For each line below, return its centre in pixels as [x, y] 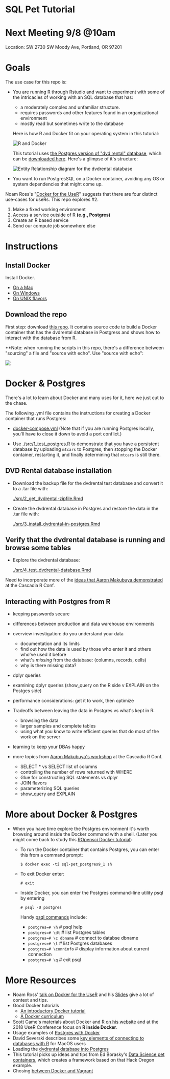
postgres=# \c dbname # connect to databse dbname [83, 938]
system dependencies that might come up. [58, 184]
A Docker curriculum [42, 1016]
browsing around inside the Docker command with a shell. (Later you [85, 834]
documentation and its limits [50, 644]
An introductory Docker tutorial [53, 1011]
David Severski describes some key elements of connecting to [78, 1038]
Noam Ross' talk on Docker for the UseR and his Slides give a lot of [83, 994]
